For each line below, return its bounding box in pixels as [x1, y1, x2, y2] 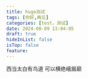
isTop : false [6, 43, 39, 49]
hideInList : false [6, 37, 52, 43]
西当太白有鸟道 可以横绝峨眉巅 [6, 65, 82, 72]
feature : [6, 48, 28, 54]
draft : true [6, 31, 36, 37]
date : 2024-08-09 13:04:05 [6, 25, 74, 32]
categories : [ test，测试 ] [6, 20, 69, 26]
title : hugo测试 [6, 8, 45, 15]
